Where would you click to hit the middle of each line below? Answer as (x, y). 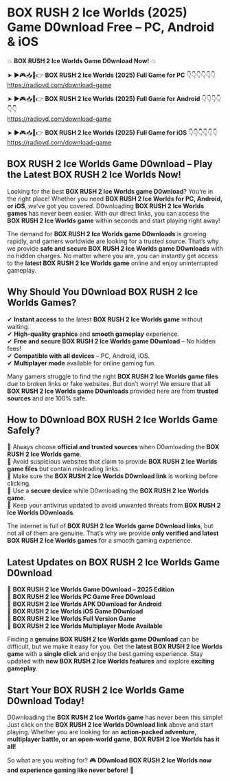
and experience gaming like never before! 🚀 (71, 770)
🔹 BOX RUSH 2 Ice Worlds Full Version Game (71, 619)
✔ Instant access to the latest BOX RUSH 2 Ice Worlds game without (105, 319)
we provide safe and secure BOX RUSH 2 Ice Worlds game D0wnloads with (115, 248)
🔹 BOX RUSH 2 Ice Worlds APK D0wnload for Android (84, 604)
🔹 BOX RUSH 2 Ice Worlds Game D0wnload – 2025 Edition (91, 589)
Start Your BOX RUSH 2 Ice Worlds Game (96, 690)
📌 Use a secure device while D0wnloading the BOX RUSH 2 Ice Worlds (108, 491)
